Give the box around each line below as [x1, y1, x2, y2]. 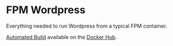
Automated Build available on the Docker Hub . [6, 33, 117, 40]
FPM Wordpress [6, 3, 86, 17]
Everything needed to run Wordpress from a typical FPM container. [6, 22, 168, 29]
